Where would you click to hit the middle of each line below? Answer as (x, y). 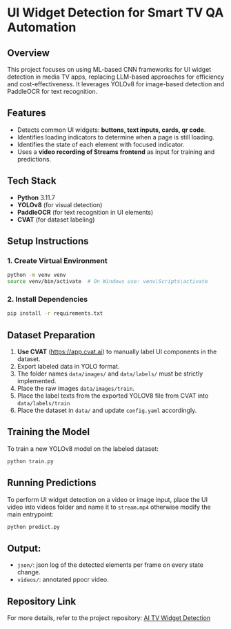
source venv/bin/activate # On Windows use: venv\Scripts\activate (108, 282)
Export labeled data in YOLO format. (68, 367)
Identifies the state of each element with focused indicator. (101, 144)
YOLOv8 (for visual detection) (60, 204)
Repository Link (42, 601)
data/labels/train (43, 404)
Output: (24, 548)
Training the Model (49, 432)
